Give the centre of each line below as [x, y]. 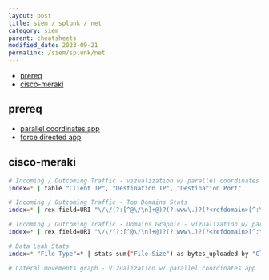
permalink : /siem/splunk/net [57, 53]
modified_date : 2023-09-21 [53, 46]
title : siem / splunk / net [55, 23]
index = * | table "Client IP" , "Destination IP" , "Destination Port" [125, 188]
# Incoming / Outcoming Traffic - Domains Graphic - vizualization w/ [128, 225]
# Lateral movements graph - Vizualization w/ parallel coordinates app [132, 268]
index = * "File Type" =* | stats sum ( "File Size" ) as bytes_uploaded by [128, 254]
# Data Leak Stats [39, 246]
